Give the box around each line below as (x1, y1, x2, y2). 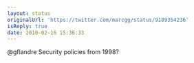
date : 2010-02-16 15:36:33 (7, 29, 85, 36)
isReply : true (7, 23, 48, 29)
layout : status (7, 10, 51, 17)
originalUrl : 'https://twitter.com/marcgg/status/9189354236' (7, 16, 189, 23)
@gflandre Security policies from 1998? (7, 48, 119, 56)
